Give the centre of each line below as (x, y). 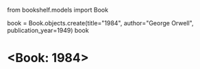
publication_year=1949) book (48, 30)
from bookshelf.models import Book (58, 10)
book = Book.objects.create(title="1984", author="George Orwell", (100, 23)
